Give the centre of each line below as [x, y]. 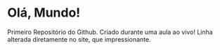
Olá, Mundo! [44, 13]
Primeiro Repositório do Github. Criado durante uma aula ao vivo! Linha [110, 32]
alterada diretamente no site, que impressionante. [79, 39]
